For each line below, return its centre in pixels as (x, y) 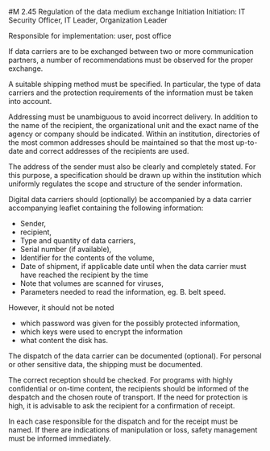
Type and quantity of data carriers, (78, 240)
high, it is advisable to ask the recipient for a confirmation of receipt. (122, 405)
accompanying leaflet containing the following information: (106, 208)
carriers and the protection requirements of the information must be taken (131, 93)
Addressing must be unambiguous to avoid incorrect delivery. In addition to (133, 117)
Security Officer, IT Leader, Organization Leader (88, 20)
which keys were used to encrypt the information (102, 332)
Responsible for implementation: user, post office (90, 36)
